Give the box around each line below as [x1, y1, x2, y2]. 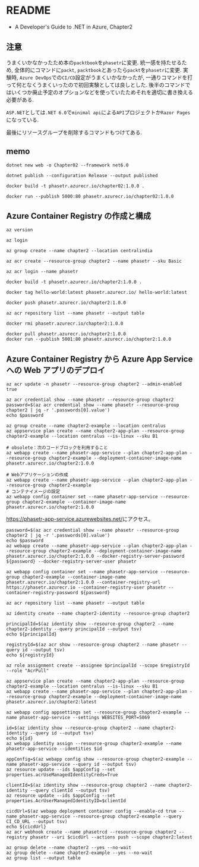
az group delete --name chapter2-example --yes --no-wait [6, 850, 153, 856]
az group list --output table [6, 855, 81, 861]
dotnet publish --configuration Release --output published [6, 172, 159, 178]
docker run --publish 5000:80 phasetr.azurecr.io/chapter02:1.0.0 [6, 193, 174, 199]
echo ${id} [6, 736, 33, 742]
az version [6, 227, 33, 233]
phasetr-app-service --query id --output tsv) [19, 762, 137, 768]
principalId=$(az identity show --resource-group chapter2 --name [6, 621, 174, 627]
